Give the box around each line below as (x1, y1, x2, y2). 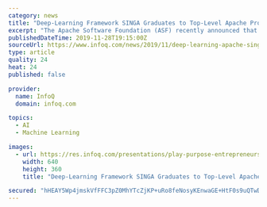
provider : (8, 85, 41, 93)
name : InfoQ (15, 92, 56, 100)
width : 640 (22, 158, 59, 166)
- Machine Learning (15, 128, 80, 137)
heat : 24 (8, 63, 37, 71)
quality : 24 (8, 56, 48, 64)
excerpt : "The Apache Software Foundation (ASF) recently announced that (8, 26, 258, 34)
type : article (8, 48, 56, 56)
